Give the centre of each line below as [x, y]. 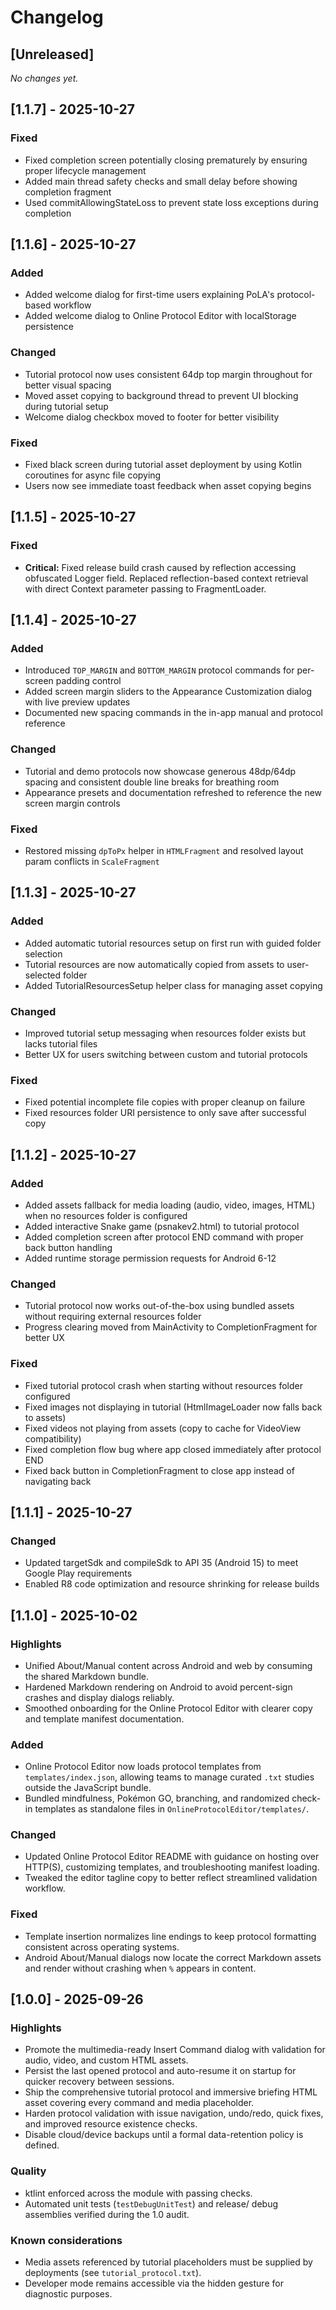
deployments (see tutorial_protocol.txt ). [113, 2273]
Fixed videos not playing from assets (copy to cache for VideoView [163, 1428]
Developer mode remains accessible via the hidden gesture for [154, 2283]
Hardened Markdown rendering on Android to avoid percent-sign [158, 1687]
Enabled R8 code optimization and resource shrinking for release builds [172, 1584]
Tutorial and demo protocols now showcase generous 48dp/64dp [160, 771]
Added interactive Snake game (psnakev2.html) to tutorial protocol [162, 1226]
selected [43, 975]
